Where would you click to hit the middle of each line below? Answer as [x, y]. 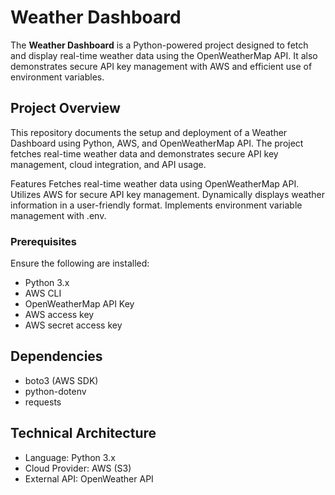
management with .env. [58, 215]
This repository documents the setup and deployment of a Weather [149, 132]
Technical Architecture [83, 433]
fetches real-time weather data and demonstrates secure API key [144, 153]
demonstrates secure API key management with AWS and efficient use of [161, 66]
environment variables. [57, 77]
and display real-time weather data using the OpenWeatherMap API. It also [164, 55]
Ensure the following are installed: [80, 263]
